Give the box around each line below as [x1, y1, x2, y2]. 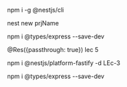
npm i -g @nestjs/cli [7, 6, 65, 14]
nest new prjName [7, 19, 60, 27]
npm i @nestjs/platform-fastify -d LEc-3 [7, 59, 121, 67]
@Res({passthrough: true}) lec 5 [7, 46, 99, 53]
